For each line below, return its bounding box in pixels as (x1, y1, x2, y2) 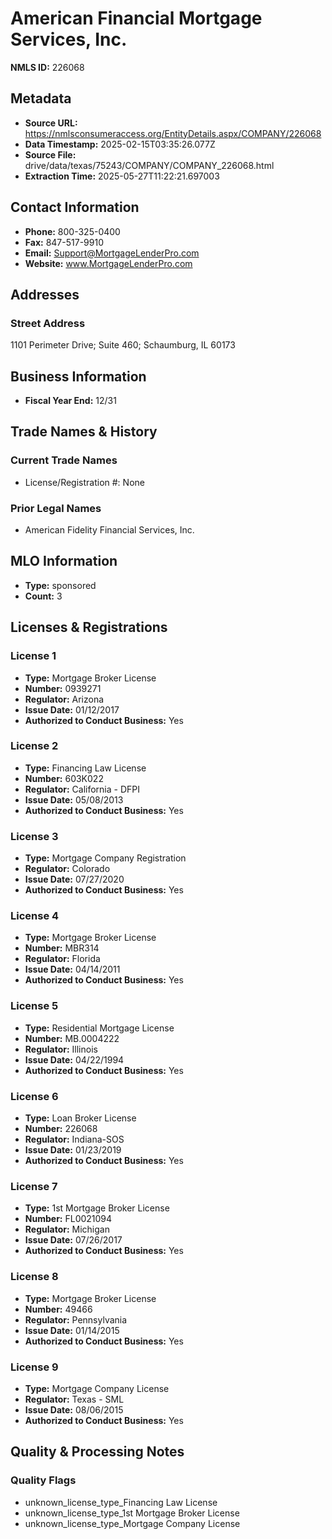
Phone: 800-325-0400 (24, 225, 121, 237)
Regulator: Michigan (24, 1223, 110, 1236)
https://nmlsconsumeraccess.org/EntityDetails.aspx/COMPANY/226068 (24, 127, 322, 139)
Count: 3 (24, 590, 63, 602)
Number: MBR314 (24, 942, 100, 954)
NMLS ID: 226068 (10, 61, 85, 73)
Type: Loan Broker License (24, 1112, 137, 1124)
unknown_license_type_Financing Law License (24, 1496, 218, 1508)
